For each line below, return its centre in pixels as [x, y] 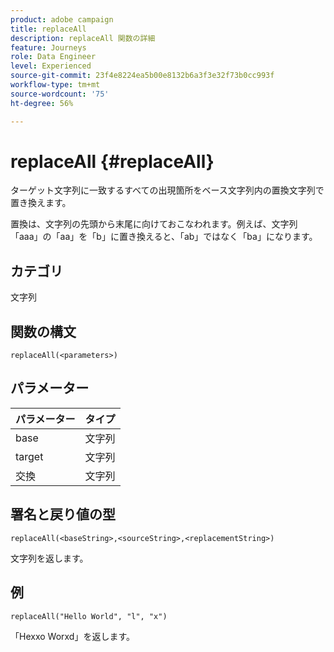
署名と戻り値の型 [63, 514]
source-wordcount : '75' [60, 94]
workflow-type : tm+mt [55, 85]
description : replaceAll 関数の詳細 [83, 38]
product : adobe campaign [62, 19]
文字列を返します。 [49, 558]
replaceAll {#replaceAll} [112, 161]
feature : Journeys [48, 47]
